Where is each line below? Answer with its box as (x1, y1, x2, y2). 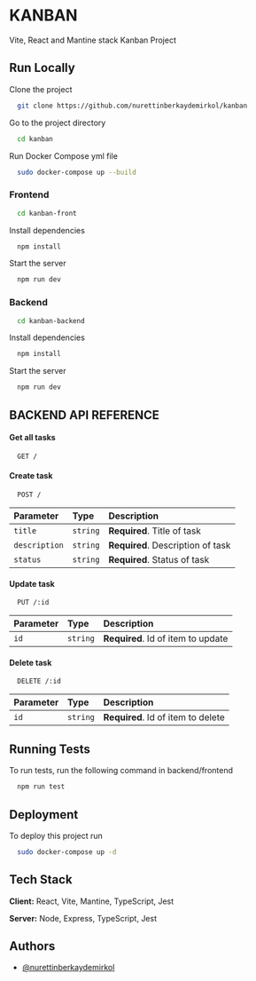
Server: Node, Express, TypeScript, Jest (9, 913, 158, 923)
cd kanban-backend (17, 316, 86, 325)
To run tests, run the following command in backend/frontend (9, 765, 233, 776)
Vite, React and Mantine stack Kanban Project (9, 35, 177, 45)
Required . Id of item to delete (103, 711, 226, 724)
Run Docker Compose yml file (9, 150, 118, 161)
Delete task (9, 657, 52, 668)
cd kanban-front (17, 209, 77, 218)
